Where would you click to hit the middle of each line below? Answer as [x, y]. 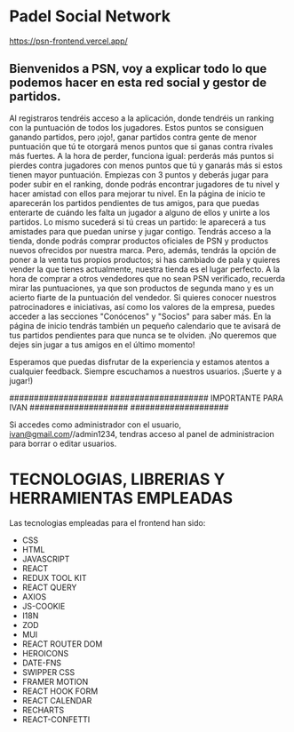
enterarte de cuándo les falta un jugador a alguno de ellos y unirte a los [140, 212]
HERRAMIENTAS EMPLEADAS [121, 498]
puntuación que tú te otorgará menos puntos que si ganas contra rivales [141, 146]
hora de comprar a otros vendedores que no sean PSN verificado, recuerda [147, 278]
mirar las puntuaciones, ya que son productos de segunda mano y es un [141, 288]
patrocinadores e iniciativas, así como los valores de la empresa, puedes [142, 306]
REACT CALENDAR [57, 700]
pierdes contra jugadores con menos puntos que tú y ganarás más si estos [146, 165]
